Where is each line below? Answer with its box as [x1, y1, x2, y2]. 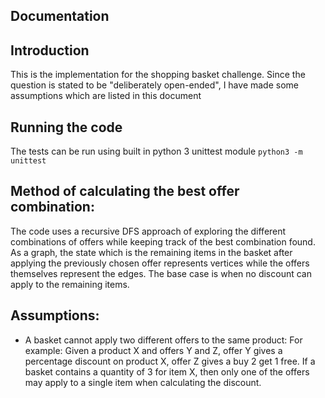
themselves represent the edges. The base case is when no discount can [10, 267, 312, 279]
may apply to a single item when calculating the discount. [24, 376, 262, 388]
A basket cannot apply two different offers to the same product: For [24, 334, 303, 346]
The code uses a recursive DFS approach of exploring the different [10, 225, 287, 237]
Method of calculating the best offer [10, 183, 240, 200]
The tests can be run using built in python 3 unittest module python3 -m [10, 145, 303, 158]
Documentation [10, 8, 110, 25]
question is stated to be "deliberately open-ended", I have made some [10, 79, 299, 91]
